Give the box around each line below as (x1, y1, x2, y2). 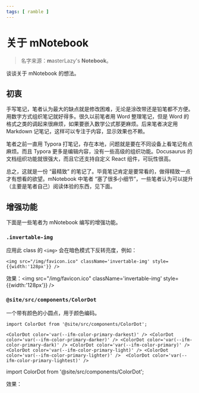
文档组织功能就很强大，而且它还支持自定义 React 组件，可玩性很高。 (6, 155, 174, 162)
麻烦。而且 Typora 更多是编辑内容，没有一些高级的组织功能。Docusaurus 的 (6, 148, 193, 155)
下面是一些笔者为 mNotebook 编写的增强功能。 (6, 219, 121, 226)
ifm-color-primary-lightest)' (6, 357, 81, 363)
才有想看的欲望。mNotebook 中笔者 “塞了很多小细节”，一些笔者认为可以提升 (6, 175, 194, 183)
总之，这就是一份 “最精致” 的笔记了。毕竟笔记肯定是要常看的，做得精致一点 (6, 168, 191, 175)
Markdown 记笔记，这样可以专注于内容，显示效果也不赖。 (6, 128, 149, 135)
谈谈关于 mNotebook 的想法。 (6, 70, 80, 77)
